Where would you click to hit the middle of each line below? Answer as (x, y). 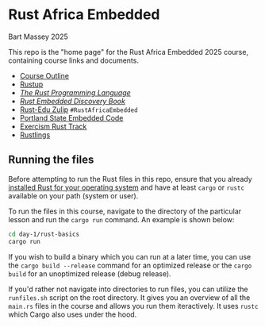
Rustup (31, 84)
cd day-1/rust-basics (44, 234)
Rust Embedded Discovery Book (72, 101)
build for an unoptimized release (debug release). (90, 273)
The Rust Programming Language (75, 92)
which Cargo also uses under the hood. (73, 314)
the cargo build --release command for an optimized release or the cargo (130, 265)
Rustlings (35, 135)
